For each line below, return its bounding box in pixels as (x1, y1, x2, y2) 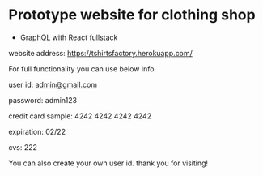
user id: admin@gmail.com (8, 79, 98, 89)
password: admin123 (8, 95, 78, 105)
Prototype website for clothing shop (8, 6, 257, 24)
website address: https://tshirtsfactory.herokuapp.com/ (8, 48, 193, 58)
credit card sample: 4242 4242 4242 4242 (8, 111, 152, 121)
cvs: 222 (8, 142, 38, 152)
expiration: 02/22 (8, 127, 66, 136)
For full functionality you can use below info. (8, 63, 156, 74)
